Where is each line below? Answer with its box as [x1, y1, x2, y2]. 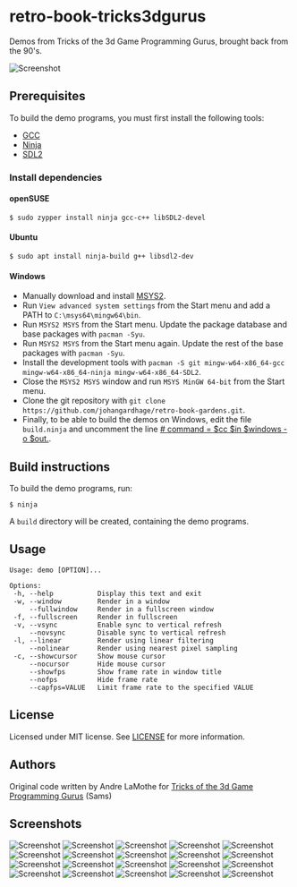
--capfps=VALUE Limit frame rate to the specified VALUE [29, 683, 254, 692]
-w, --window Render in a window [13, 597, 170, 606]
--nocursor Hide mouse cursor [29, 660, 166, 669]
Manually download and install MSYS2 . [21, 291, 166, 302]
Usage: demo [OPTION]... [9, 566, 102, 575]
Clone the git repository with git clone [21, 396, 165, 406]
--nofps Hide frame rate [29, 675, 158, 684]
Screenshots [9, 816, 82, 832]
